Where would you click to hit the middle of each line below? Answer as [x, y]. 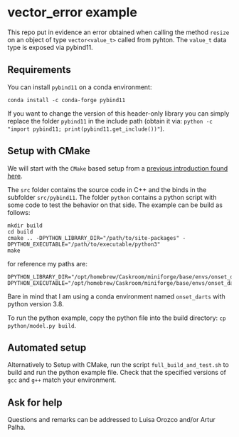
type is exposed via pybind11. [51, 47]
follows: [19, 212]
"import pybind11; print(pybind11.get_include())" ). [86, 129]
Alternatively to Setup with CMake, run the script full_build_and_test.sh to [118, 365]
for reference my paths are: [47, 263]
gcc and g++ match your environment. [62, 380]
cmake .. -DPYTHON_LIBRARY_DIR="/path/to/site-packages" [94, 238]
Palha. [17, 427]
